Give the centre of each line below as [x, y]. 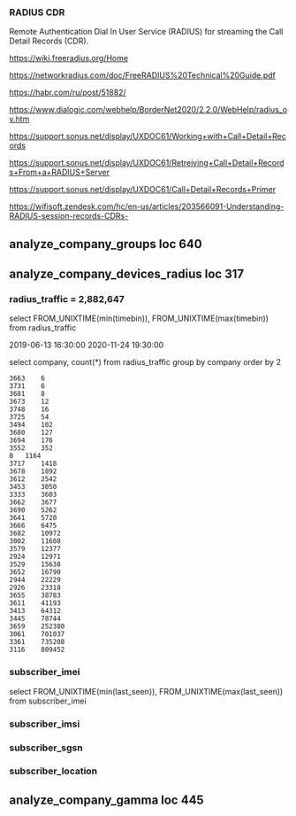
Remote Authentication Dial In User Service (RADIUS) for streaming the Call [146, 32]
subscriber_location [53, 771]
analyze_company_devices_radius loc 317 [127, 274]
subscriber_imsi [45, 724]
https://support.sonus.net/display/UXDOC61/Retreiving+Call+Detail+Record [147, 163]
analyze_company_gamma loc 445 [107, 800]
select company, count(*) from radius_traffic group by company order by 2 [145, 362]
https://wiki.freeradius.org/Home [69, 58]
